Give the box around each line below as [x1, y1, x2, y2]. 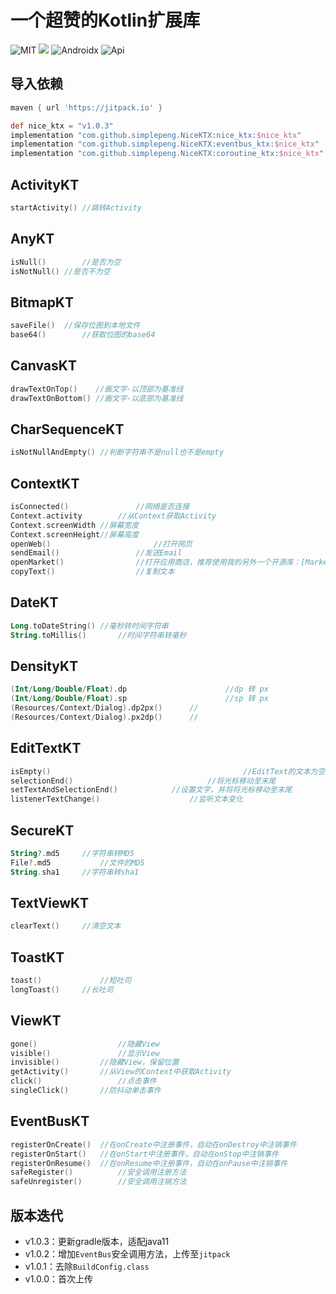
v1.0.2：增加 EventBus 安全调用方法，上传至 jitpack [24, 1247, 231, 1260]
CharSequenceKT [10, 421, 125, 438]
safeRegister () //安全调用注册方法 [10, 1167, 187, 1178]
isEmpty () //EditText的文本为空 [10, 766, 326, 776]
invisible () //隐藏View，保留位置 [10, 1057, 180, 1068]
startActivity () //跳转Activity [10, 202, 142, 213]
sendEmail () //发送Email [10, 548, 183, 558]
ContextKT [10, 475, 80, 492]
